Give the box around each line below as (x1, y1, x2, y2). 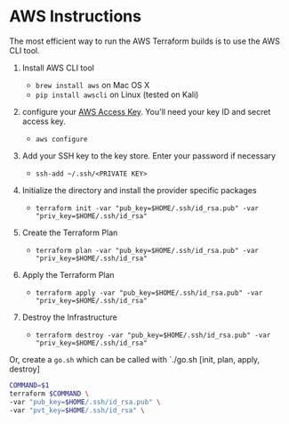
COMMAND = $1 (9, 380, 50, 389)
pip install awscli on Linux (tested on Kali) (35, 89, 199, 100)
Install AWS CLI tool (21, 62, 95, 73)
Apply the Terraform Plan (21, 269, 115, 280)
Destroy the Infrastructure (21, 312, 117, 322)
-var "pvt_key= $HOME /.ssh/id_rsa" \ (9, 405, 145, 415)
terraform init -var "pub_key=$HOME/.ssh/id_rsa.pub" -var (35, 203, 260, 213)
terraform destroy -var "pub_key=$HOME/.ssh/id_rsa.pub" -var (35, 330, 271, 339)
